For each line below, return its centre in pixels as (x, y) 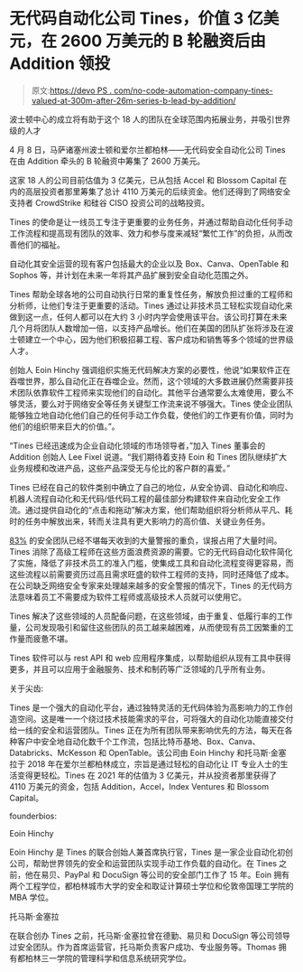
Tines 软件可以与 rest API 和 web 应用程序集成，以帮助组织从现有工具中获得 (150, 658)
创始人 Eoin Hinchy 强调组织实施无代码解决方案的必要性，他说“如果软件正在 (150, 369)
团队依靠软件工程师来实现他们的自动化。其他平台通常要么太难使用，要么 (151, 392)
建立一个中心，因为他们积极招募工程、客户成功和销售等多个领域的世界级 (159, 339)
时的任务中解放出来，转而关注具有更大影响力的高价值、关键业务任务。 (140, 521)
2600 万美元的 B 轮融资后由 (163, 41)
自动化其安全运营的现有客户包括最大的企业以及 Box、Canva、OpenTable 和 (149, 264)
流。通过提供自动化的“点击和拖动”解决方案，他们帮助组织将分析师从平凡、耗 (151, 509)
